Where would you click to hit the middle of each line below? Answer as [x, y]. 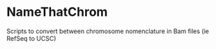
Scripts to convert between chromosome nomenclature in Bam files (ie [108, 31]
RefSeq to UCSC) [31, 38]
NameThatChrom [57, 12]
